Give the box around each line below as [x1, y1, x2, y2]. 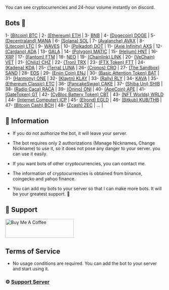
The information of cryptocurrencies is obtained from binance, [12, 170, 143, 176]
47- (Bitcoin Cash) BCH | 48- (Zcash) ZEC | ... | [5, 102, 103, 108]
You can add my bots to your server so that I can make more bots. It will [12, 185, 162, 191]
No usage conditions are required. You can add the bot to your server [12, 260, 157, 267]
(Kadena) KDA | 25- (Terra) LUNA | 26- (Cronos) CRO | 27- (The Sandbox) [5, 64, 160, 70]
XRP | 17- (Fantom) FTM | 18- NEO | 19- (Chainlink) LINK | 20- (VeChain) [5, 54, 155, 60]
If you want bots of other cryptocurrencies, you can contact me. [12, 160, 146, 166]
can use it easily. [12, 151, 48, 157]
